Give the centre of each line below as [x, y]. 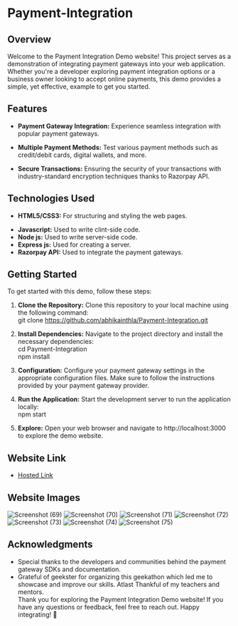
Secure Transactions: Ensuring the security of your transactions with [119, 168]
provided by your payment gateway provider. [83, 386]
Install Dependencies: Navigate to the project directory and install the [120, 334]
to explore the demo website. [60, 436]
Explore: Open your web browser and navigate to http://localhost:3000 [121, 428]
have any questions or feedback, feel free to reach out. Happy [109, 607]
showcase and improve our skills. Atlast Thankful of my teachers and [119, 584]
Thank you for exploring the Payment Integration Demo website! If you [120, 599]
